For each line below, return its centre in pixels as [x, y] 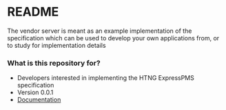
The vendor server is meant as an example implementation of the [100, 31]
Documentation [39, 100]
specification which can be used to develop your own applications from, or [113, 38]
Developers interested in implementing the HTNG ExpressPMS [105, 78]
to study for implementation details [56, 45]
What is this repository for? [54, 63]
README [33, 12]
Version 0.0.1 [35, 92]
